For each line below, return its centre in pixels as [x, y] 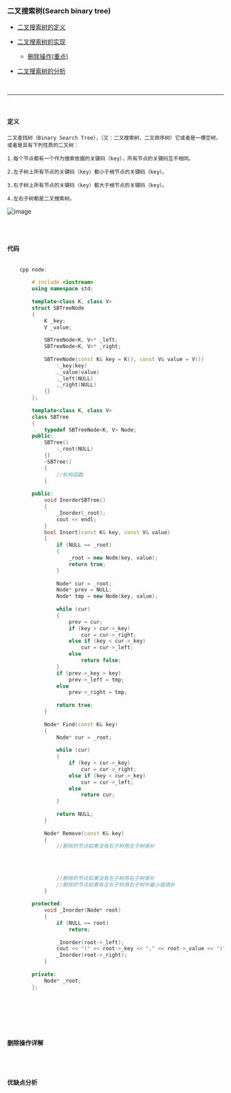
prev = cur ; [86, 622]
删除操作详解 [25, 1043]
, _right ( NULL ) [76, 385]
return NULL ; [75, 815]
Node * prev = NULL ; [84, 590]
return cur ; [98, 795]
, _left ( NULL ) [75, 378]
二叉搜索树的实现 [41, 42]
